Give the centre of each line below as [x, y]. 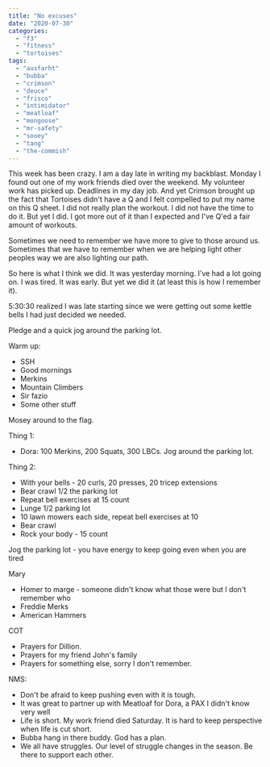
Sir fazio [34, 396]
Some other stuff [48, 405]
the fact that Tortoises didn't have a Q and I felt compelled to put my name [132, 199]
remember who [45, 598]
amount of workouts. [43, 225]
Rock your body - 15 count [64, 534]
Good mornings [46, 370]
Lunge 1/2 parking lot [55, 508]
